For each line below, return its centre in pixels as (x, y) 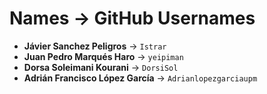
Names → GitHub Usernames (132, 18)
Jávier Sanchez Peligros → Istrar (95, 46)
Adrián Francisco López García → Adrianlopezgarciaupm (140, 78)
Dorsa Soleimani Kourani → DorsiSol (101, 67)
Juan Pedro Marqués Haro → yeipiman (103, 56)
